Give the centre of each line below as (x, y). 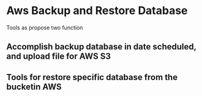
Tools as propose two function (45, 28)
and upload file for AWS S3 (59, 57)
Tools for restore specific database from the (92, 77)
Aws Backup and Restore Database (97, 11)
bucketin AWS (34, 87)
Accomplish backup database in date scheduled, (102, 47)
